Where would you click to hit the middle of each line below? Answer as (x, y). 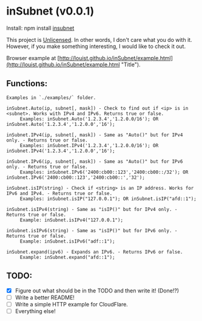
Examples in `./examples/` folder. (51, 98)
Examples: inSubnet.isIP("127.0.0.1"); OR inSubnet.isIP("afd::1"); (108, 199)
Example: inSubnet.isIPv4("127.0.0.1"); (71, 220)
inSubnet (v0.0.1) (50, 11)
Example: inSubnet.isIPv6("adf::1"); (67, 241)
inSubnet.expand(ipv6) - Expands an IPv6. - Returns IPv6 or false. (95, 252)
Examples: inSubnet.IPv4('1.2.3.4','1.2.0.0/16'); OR (89, 145)
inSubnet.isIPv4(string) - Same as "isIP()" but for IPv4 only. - (92, 209)
